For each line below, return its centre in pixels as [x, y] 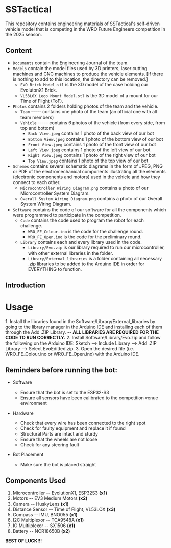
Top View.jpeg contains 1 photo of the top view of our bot [88, 161]
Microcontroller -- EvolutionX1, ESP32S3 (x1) [60, 493]
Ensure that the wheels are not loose [59, 439]
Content [19, 50]
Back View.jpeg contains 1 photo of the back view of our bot [91, 133]
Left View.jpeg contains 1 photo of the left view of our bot [89, 150]
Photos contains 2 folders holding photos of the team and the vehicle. [86, 106]
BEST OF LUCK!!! [24, 541]
